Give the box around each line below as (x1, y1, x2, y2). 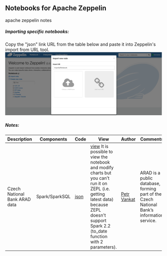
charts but (90, 170, 112, 176)
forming (140, 186, 157, 192)
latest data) (90, 196, 114, 202)
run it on (90, 180, 108, 186)
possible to (90, 148, 113, 154)
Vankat (121, 196, 136, 202)
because (90, 202, 108, 208)
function (90, 233, 108, 239)
